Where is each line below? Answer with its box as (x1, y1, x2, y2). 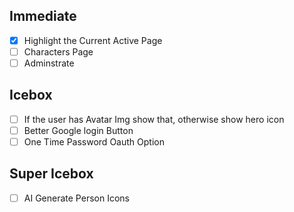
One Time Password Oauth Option (23, 135, 165, 148)
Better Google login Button (23, 124, 134, 136)
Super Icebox (9, 165, 94, 183)
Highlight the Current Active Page (23, 34, 163, 46)
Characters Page (23, 45, 94, 58)
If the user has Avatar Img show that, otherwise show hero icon (23, 113, 285, 125)
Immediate (9, 8, 77, 25)
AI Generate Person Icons (23, 192, 130, 204)
